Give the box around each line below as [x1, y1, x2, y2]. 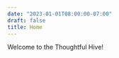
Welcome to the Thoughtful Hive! [7, 43, 104, 52]
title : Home [7, 23, 42, 30]
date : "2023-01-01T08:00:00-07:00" [7, 10, 113, 18]
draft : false [7, 17, 46, 24]
